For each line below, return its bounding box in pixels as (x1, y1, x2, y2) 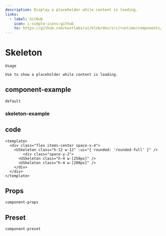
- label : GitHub (9, 16, 43, 21)
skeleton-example (5, 110, 50, 117)
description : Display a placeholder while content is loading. (5, 7, 138, 12)
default (5, 99, 21, 104)
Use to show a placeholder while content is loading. (5, 72, 119, 77)
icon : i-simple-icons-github (14, 21, 74, 26)
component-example (5, 85, 72, 94)
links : (5, 12, 19, 17)
